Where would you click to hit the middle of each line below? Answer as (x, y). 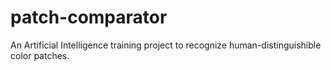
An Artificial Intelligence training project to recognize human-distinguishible (166, 45)
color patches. (40, 55)
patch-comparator (89, 17)
